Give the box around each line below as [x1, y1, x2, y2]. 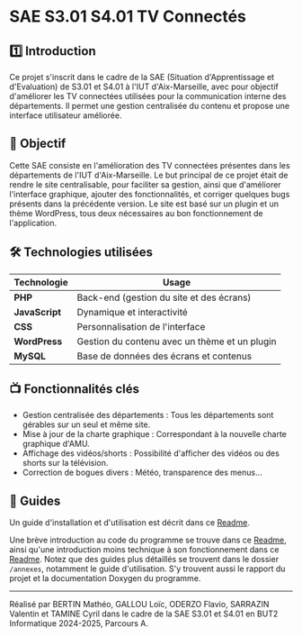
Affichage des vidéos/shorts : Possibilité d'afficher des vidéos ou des [22, 448, 280, 459]
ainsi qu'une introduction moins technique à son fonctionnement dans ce [9, 544, 280, 555]
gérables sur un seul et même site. [22, 419, 151, 430]
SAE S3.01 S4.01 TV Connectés [9, 6, 247, 27]
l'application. [9, 217, 58, 228]
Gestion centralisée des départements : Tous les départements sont [22, 410, 274, 421]
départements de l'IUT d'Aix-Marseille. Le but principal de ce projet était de [9, 169, 289, 180]
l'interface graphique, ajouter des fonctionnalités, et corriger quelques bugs [9, 188, 290, 199]
